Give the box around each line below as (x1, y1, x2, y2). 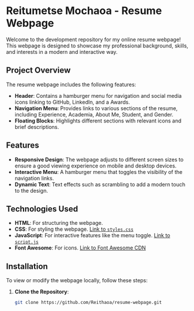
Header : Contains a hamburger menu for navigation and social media (14, 92, 182, 99)
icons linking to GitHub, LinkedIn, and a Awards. (14, 98, 130, 105)
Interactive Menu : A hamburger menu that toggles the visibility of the (14, 168, 183, 175)
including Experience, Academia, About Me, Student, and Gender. (14, 111, 174, 118)
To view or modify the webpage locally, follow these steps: (6, 277, 148, 284)
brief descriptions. (14, 123, 59, 130)
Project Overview (6, 66, 71, 76)
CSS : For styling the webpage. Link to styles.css (14, 225, 134, 233)
